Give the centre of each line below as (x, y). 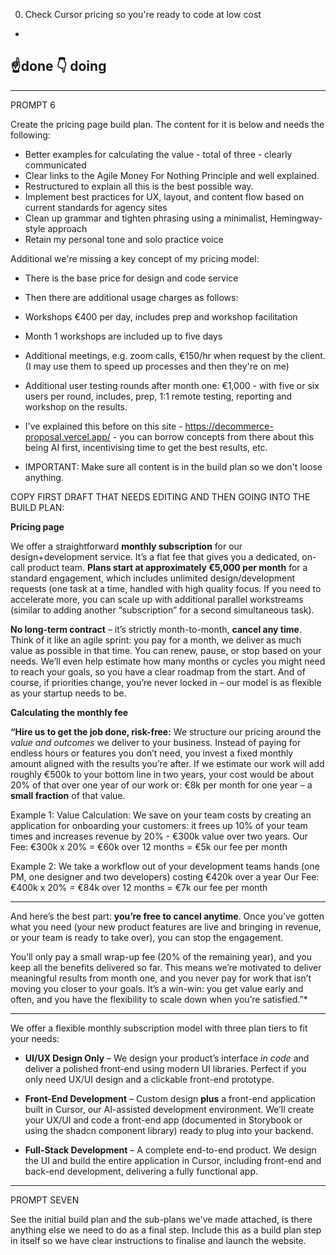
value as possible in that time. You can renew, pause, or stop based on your (166, 650)
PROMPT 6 (33, 105)
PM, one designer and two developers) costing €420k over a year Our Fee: (165, 876)
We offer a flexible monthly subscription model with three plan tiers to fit (159, 1028)
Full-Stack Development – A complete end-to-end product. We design (170, 1150)
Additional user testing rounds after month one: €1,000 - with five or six (172, 385)
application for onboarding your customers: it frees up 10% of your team (159, 825)
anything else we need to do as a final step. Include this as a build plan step (166, 1230)
